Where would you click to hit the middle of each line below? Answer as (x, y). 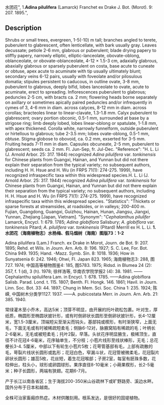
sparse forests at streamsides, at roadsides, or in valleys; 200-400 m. (75, 206)
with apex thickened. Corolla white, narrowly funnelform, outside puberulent (82, 128)
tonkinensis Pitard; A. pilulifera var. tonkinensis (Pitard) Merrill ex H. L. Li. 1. (81, 227)
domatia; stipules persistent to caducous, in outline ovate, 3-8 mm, (73, 81)
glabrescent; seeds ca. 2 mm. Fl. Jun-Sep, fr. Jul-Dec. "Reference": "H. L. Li (82, 149)
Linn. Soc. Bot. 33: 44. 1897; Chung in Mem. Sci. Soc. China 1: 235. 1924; (79, 287)
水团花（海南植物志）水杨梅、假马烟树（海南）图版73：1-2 (65, 233)
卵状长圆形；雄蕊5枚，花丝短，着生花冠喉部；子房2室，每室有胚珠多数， (78, 358)
